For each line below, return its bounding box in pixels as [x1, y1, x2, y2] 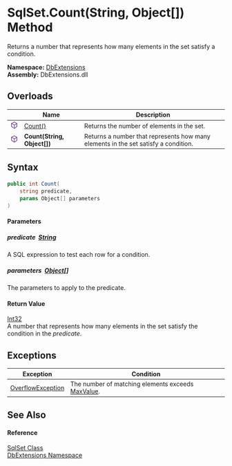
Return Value [7, 299, 46, 308]
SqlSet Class [7, 444, 43, 452]
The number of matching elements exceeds [70, 380, 194, 388]
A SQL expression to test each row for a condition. [7, 251, 151, 259]
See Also [7, 409, 46, 420]
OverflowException [10, 383, 65, 391]
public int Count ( [7, 181, 60, 188]
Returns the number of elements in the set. [84, 122, 206, 130]
